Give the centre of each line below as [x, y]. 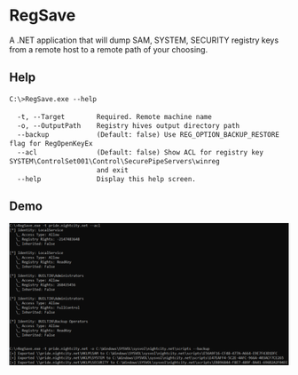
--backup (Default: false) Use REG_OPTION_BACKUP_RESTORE [148, 134]
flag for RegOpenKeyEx [51, 143]
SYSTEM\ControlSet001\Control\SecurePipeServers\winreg [114, 161]
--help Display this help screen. [107, 179]
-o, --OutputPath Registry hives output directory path [129, 125]
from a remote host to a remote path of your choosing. [109, 49]
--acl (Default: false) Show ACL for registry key [141, 152]
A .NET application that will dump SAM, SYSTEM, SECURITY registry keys [144, 40]
